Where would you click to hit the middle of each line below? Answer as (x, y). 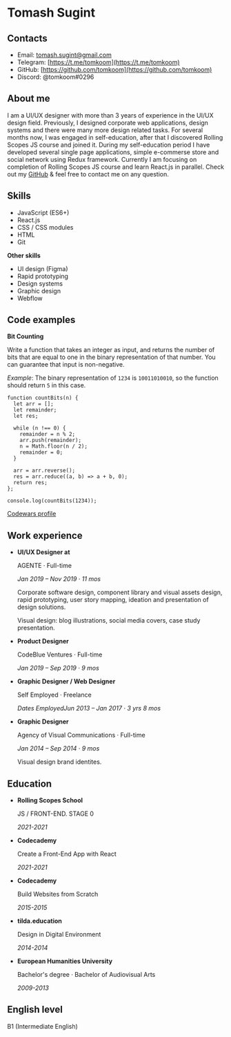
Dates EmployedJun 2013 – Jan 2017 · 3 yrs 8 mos (89, 708)
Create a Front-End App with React (67, 854)
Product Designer (43, 641)
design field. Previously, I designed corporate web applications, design (108, 122)
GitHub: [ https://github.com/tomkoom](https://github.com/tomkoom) (114, 70)
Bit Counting (26, 336)
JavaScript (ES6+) (43, 212)
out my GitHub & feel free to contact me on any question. (88, 174)
